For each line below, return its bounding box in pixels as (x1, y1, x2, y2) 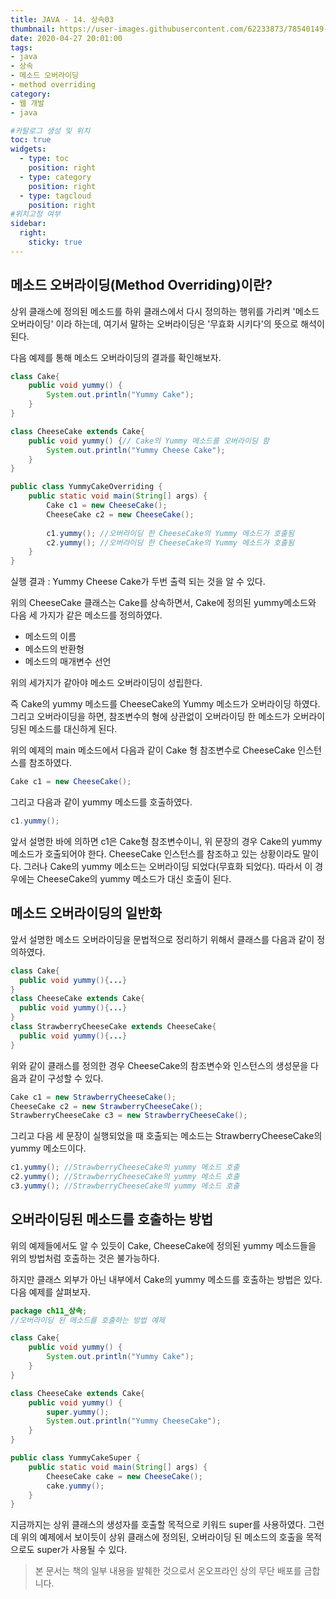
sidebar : (10, 219, 47, 229)
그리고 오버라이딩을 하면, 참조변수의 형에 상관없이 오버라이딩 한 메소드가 (10, 711, 291, 723)
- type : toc (19, 154, 70, 164)
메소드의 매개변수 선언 (24, 656, 112, 668)
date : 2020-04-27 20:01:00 (10, 33, 123, 43)
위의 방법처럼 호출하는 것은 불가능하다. (10, 1252, 160, 1264)
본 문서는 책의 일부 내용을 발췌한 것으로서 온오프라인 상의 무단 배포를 (34, 1565, 302, 1577)
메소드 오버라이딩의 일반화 (10, 905, 162, 922)
